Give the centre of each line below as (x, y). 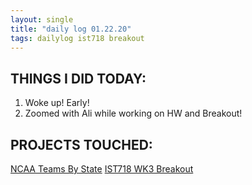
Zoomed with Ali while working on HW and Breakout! (133, 113)
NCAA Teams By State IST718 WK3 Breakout (102, 169)
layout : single (42, 19)
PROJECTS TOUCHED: (81, 144)
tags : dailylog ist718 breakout (77, 38)
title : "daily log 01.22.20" (71, 29)
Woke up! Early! (57, 103)
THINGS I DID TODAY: (78, 78)
